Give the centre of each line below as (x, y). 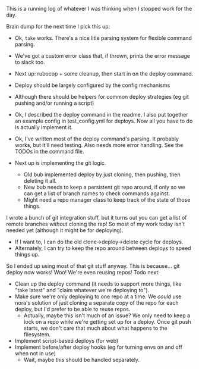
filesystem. (37, 334)
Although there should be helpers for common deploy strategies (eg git (102, 97)
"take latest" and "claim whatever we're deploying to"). (82, 290)
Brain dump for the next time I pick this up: (58, 26)
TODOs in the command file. (49, 151)
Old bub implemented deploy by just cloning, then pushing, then (102, 174)
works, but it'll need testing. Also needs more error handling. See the (99, 145)
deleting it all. (40, 181)
